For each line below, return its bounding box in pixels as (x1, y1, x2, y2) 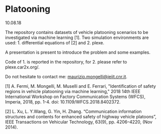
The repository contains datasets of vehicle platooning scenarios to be (5, 29, 149, 35)
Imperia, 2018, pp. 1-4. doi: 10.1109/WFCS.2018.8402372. (5, 99, 121, 104)
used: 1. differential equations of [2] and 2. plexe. (5, 39, 104, 45)
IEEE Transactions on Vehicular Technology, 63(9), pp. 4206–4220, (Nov (5, 119, 153, 125)
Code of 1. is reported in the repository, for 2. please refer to (5, 59, 127, 65)
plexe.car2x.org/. (5, 64, 40, 70)
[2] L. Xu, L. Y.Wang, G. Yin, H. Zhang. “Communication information (5, 108, 142, 114)
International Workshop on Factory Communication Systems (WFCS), (5, 94, 146, 100)
